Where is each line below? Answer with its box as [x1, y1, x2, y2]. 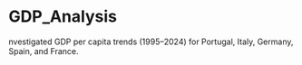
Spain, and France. [8, 45, 79, 56]
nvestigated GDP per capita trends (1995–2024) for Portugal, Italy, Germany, [8, 36, 294, 47]
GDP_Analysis [8, 6, 117, 27]
